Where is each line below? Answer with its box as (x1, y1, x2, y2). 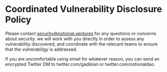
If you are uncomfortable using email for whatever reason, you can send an (5, 56, 160, 62)
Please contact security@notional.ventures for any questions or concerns (5, 30, 157, 36)
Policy (5, 14, 31, 25)
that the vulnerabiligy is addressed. (5, 46, 77, 52)
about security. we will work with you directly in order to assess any (5, 36, 145, 42)
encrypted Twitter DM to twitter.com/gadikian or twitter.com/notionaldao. (5, 61, 156, 67)
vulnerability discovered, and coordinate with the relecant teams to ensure (5, 41, 158, 47)
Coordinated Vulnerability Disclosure (5, 3, 162, 15)
